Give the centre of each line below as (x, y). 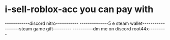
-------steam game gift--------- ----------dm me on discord (68, 28)
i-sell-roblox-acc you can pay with (79, 9)
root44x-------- (149, 28)
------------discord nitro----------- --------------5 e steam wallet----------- (85, 23)
